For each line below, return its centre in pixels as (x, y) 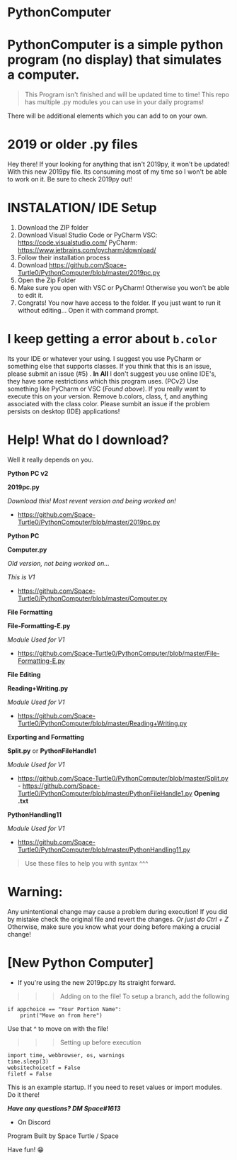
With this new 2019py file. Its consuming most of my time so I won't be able (117, 172)
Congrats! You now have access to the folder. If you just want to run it (119, 303)
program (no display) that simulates (115, 60)
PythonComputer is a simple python (116, 45)
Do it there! (24, 1094)
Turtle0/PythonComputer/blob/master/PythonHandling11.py (104, 849)
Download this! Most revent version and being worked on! (92, 501)
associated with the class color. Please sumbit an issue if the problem (109, 403)
